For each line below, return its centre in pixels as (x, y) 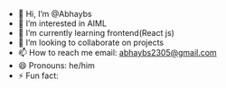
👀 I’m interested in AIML (62, 23)
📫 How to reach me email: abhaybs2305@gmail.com (117, 53)
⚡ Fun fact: (38, 75)
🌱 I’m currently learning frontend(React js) (96, 33)
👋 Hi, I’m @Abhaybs (55, 14)
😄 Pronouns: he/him (56, 66)
